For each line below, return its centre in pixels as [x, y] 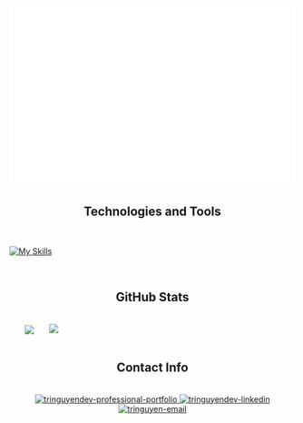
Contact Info [152, 368]
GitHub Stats [152, 297]
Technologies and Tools [152, 212]
